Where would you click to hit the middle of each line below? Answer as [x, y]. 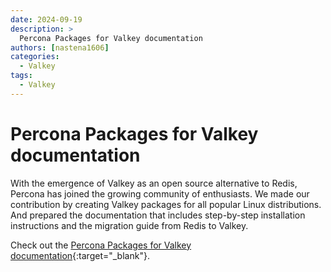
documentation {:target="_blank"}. [80, 255]
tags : [21, 76]
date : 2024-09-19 [46, 19]
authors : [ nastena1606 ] [60, 47]
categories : [35, 57]
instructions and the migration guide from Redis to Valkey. [129, 225]
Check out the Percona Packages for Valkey [101, 245]
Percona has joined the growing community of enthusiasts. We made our [160, 193]
